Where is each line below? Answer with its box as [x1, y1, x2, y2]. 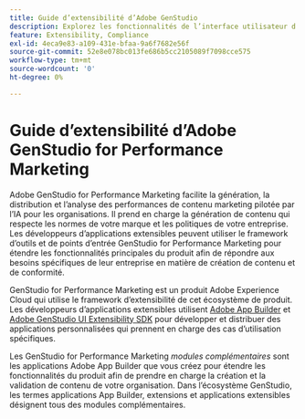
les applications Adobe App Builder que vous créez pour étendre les [9, 360, 267, 371]
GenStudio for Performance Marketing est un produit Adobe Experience [9, 284, 280, 295]
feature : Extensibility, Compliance [9, 30, 149, 39]
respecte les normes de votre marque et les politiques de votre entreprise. [9, 218, 289, 229]
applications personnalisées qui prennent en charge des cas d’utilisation [9, 323, 281, 334]
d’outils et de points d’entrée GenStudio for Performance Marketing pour [9, 237, 281, 248]
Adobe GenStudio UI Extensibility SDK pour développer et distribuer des [9, 313, 281, 324]
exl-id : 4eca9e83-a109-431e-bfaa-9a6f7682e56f [9, 38, 190, 48]
